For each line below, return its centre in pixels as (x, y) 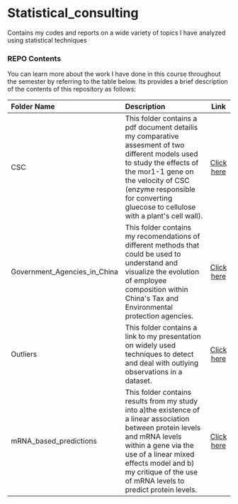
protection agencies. (159, 316)
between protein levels (163, 428)
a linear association (157, 419)
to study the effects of (162, 163)
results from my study (161, 401)
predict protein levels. (161, 490)
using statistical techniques (47, 40)
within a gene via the (159, 446)
